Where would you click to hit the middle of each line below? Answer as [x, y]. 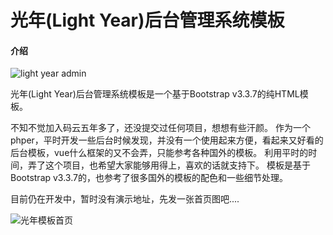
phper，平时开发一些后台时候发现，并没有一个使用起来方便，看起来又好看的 [167, 140]
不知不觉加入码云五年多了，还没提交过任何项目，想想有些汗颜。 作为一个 [160, 128]
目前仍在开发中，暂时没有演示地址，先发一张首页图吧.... [125, 199]
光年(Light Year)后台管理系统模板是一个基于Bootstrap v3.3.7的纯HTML [155, 94]
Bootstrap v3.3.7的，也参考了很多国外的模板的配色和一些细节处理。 [149, 178]
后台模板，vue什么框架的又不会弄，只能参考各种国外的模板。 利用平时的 [159, 153]
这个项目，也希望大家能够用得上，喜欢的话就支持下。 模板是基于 [177, 165]
